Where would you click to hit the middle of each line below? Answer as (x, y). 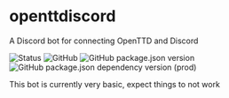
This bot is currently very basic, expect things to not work (114, 84)
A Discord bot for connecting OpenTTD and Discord (104, 41)
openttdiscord (63, 16)
